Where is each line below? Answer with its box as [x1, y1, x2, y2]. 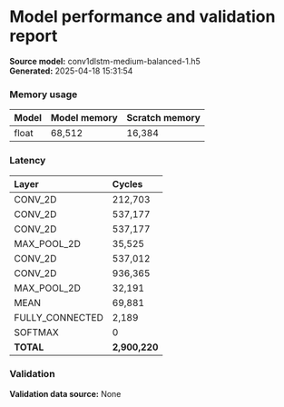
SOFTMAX [14, 325, 59, 338]
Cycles [112, 177, 143, 190]
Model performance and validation [9, 6, 276, 27]
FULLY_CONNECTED [14, 311, 104, 323]
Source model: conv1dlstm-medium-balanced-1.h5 [9, 55, 201, 66]
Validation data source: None [9, 388, 122, 399]
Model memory [50, 112, 118, 124]
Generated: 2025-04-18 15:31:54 [9, 65, 133, 76]
